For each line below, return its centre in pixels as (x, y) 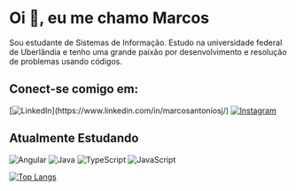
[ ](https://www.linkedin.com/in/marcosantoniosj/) (119, 111)
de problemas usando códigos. (66, 61)
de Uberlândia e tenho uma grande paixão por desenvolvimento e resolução (148, 51)
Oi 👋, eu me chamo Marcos (109, 18)
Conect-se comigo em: (74, 89)
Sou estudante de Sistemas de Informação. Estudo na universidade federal (146, 42)
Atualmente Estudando (74, 138)
